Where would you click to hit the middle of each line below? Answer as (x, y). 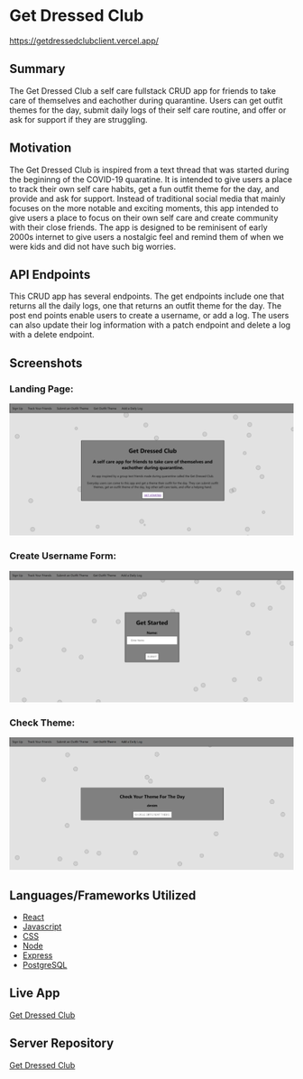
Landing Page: (41, 389)
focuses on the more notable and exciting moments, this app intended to (144, 207)
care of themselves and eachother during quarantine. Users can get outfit (146, 100)
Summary (37, 69)
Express (37, 955)
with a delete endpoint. (52, 335)
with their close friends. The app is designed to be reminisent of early (138, 227)
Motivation (41, 148)
